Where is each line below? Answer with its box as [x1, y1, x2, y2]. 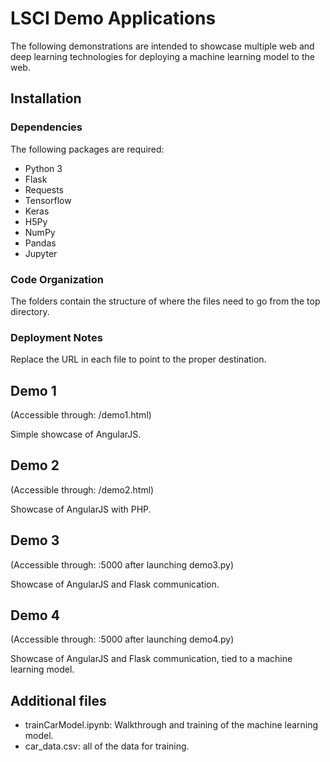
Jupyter [24, 247, 58, 259]
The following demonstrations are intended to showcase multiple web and [10, 40, 315, 52]
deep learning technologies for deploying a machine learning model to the [10, 50, 315, 62]
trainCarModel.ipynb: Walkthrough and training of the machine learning [24, 719, 319, 731]
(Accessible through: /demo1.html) [10, 409, 152, 421]
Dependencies [10, 120, 83, 134]
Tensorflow [24, 194, 72, 206]
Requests [24, 183, 64, 196]
